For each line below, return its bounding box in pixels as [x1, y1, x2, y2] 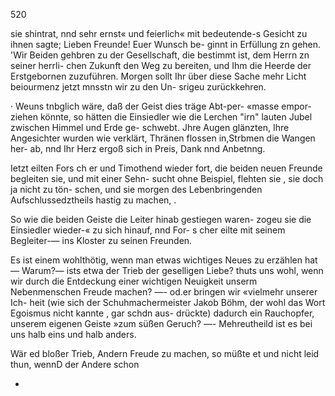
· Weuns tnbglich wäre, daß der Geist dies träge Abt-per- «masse [10, 100, 280, 112]
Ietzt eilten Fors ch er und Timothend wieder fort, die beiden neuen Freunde [10, 162, 323, 174]
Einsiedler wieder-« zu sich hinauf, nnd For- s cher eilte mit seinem [10, 224, 286, 236]
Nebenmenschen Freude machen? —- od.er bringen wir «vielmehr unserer [10, 286, 318, 298]
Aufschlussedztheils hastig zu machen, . [10, 194, 177, 206]
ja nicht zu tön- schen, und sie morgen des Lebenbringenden [10, 184, 263, 195]
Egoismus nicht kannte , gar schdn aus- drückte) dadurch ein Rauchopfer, [10, 307, 315, 319]
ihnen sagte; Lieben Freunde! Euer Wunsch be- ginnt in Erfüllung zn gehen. [10, 39, 322, 50]
